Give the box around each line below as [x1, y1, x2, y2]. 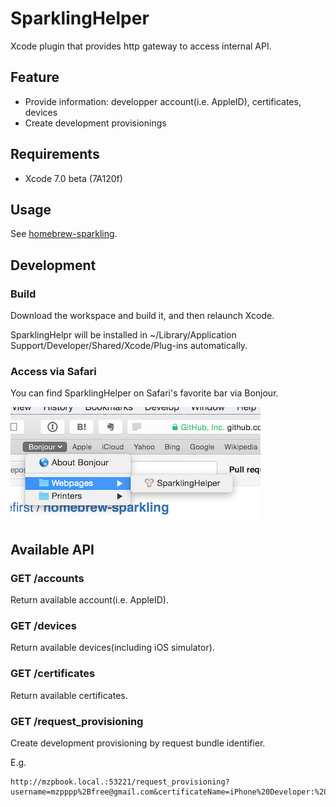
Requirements [10, 146, 100, 163]
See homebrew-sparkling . [10, 228, 118, 240]
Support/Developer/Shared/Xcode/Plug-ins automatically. [10, 340, 248, 352]
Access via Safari [10, 364, 97, 378]
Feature [10, 69, 60, 86]
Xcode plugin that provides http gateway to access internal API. [10, 40, 272, 52]
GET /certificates [10, 667, 96, 681]
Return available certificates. [10, 689, 128, 701]
